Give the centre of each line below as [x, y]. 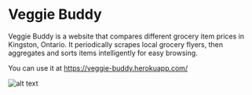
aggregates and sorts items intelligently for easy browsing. [103, 53]
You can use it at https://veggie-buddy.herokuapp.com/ [98, 68]
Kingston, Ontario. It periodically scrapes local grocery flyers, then [116, 44]
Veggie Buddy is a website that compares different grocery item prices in [126, 36]
